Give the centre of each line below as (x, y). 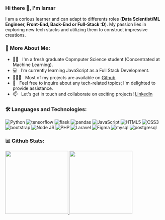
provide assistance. (33, 88)
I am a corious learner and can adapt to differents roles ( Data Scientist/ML (83, 19)
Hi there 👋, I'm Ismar (30, 8)
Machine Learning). (33, 65)
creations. (16, 35)
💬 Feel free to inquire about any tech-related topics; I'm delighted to (84, 83)
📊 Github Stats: (25, 141)
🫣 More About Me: (28, 48)
